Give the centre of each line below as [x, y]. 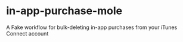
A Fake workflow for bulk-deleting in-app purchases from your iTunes [92, 27]
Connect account [27, 33]
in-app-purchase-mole [64, 11]
